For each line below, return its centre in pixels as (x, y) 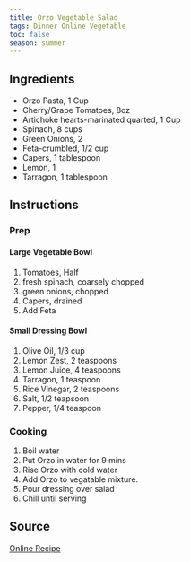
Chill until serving (54, 498)
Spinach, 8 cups (52, 129)
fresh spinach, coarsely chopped (83, 281)
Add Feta (39, 310)
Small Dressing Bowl (48, 331)
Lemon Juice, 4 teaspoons (71, 370)
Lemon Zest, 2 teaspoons (69, 360)
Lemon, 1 (39, 168)
